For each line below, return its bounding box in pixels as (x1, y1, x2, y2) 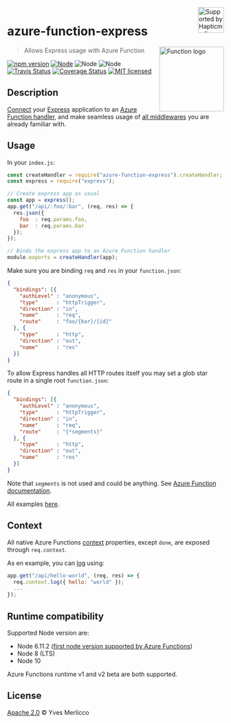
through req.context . (7, 545, 67, 553)
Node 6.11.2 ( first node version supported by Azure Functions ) (16, 642, 193, 650)
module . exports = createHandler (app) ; (7, 254, 118, 261)
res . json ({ (13, 210, 45, 216)
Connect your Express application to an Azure (7, 105, 137, 113)
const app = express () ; (7, 196, 76, 204)
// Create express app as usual (7, 190, 100, 197)
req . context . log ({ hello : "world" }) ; (13, 578, 125, 585)
